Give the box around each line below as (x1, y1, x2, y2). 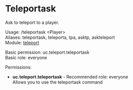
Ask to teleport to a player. (5, 19, 59, 25)
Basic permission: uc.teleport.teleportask (5, 49, 90, 55)
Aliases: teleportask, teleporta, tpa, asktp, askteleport (5, 34, 115, 40)
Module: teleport (5, 39, 39, 45)
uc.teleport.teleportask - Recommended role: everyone (12, 74, 129, 80)
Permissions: (5, 64, 32, 70)
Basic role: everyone (5, 54, 47, 60)
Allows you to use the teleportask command (12, 79, 103, 85)
